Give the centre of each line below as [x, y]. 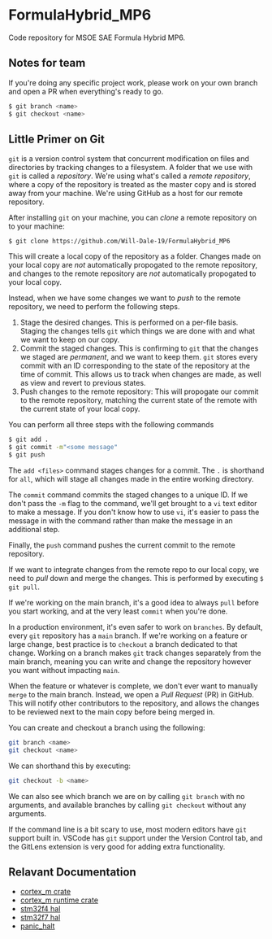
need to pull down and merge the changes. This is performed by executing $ [136, 578]
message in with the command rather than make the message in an [121, 520]
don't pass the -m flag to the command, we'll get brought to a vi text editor [133, 503]
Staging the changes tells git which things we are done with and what [138, 331]
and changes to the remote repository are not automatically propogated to [132, 273]
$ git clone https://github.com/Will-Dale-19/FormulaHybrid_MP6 [119, 242]
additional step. [34, 529]
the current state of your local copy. [80, 409]
